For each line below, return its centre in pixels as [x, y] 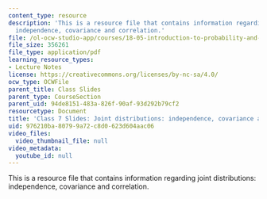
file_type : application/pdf [55, 52]
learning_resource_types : [51, 60]
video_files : [30, 133]
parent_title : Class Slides [55, 89]
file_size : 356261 [39, 45]
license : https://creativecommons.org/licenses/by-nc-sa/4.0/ [113, 75]
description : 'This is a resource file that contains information [120, 23]
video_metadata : [35, 148]
